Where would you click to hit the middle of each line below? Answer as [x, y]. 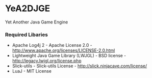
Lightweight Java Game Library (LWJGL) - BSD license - [69, 56]
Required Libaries [26, 35]
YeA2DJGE [28, 9]
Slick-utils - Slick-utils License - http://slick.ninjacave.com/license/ [79, 66]
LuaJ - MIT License [32, 71]
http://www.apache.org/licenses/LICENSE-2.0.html [63, 50]
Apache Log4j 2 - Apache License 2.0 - [52, 45]
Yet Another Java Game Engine [37, 22]
